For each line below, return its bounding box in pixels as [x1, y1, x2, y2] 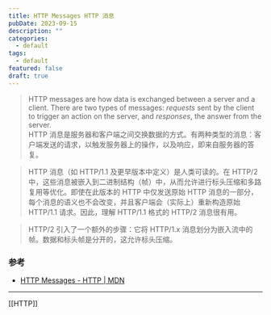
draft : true [8, 72, 48, 80]
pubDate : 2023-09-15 [8, 19, 78, 27]
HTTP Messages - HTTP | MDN [19, 275, 125, 285]
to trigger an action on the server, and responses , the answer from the [27, 111, 262, 121]
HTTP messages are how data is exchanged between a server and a [27, 94, 256, 103]
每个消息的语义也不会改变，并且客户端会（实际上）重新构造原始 [27, 197, 240, 207]
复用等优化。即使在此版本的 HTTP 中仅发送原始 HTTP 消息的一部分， [27, 187, 258, 196]
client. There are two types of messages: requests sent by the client [27, 103, 255, 112]
